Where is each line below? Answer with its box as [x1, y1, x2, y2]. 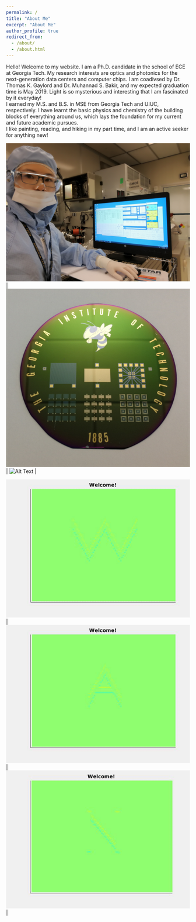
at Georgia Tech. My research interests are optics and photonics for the [6, 69, 178, 76]
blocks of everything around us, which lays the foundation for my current [6, 113, 182, 120]
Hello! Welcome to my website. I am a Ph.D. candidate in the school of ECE [6, 63, 185, 70]
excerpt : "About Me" [6, 22, 57, 27]
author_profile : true [6, 28, 59, 34]
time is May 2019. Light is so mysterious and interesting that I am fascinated [6, 88, 188, 95]
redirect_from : [6, 34, 43, 40]
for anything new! [6, 132, 48, 139]
